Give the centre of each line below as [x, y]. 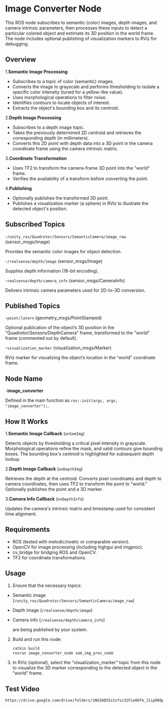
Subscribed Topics [35, 224]
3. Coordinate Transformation [36, 158]
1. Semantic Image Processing [36, 72]
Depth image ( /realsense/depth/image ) [52, 610]
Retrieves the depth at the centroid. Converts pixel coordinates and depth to [83, 479]
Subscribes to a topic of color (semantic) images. [63, 81]
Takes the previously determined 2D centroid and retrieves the [77, 133]
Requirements [27, 530]
